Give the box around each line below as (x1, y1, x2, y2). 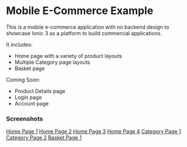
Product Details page (14, 87, 65, 94)
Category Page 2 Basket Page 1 (6, 134, 82, 141)
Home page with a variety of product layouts (14, 52, 122, 59)
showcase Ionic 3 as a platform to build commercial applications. (6, 29, 162, 36)
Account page (14, 100, 49, 107)
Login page (14, 94, 42, 101)
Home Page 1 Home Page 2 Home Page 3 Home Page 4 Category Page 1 (6, 128, 181, 135)
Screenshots (6, 114, 43, 122)
